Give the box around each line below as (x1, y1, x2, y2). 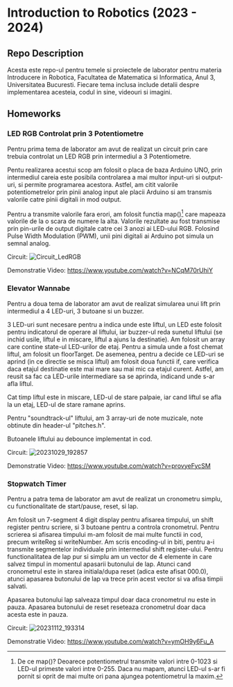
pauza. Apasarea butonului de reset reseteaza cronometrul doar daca (7, 603, 206, 611)
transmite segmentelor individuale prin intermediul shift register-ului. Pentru (7, 544, 223, 553)
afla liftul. (7, 379, 33, 387)
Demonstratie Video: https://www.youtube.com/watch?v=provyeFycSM (7, 461, 212, 470)
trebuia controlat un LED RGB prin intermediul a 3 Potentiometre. (7, 152, 192, 161)
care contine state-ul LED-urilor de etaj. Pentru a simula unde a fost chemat (7, 342, 223, 350)
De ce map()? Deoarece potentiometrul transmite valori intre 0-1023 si (17, 657, 218, 665)
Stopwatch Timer (7, 478, 67, 488)
